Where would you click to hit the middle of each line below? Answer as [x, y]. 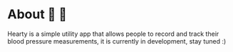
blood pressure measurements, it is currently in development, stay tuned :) [117, 41]
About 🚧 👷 [37, 14]
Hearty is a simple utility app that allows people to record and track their [113, 34]
